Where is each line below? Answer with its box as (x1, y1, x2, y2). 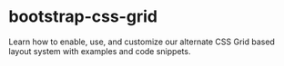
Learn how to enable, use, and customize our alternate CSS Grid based (8, 36, 275, 47)
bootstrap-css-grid (8, 6, 158, 27)
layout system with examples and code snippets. (8, 45, 191, 56)
